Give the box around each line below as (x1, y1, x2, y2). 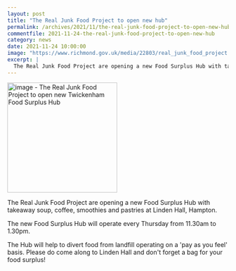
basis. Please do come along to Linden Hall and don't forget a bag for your (7, 248, 223, 256)
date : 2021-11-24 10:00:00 (7, 43, 86, 50)
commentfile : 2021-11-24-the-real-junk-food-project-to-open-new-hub (7, 30, 216, 37)
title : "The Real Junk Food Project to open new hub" (7, 17, 169, 24)
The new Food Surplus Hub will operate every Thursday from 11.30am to (7, 219, 216, 227)
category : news (7, 37, 52, 44)
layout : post (7, 10, 46, 18)
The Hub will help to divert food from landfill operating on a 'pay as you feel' (7, 240, 228, 248)
